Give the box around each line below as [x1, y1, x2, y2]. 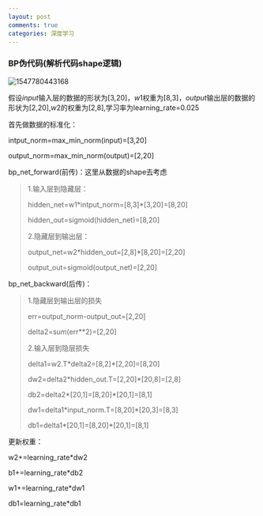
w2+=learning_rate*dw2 [8, 452, 88, 462]
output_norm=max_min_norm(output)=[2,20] [8, 150, 155, 160]
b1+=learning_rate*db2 [8, 468, 84, 477]
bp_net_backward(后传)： [8, 279, 92, 288]
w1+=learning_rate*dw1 [8, 483, 85, 492]
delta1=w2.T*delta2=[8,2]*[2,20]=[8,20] [27, 359, 160, 368]
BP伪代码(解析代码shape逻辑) [8, 58, 122, 69]
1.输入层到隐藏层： [27, 184, 88, 193]
